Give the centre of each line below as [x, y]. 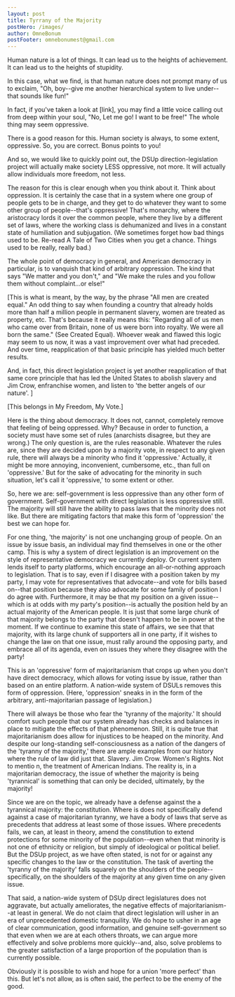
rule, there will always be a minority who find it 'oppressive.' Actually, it [110, 458]
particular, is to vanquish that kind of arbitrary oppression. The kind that [111, 269]
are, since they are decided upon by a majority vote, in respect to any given [116, 450]
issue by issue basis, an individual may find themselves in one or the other [115, 545]
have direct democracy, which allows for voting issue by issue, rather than [115, 678]
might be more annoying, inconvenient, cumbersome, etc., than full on [109, 465]
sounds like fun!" [44, 96]
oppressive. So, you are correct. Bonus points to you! [84, 146]
